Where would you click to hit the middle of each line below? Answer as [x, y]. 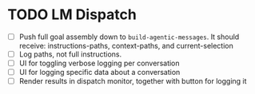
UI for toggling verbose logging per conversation [100, 63]
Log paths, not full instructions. [70, 54]
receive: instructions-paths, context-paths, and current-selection [126, 46]
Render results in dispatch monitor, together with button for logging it [133, 81]
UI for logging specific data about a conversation [100, 72]
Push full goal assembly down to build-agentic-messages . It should [129, 37]
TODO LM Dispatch [72, 15]
